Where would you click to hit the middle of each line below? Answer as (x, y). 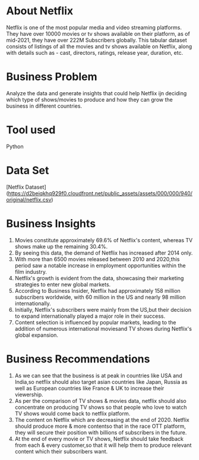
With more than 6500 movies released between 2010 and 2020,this (97, 259)
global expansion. (36, 335)
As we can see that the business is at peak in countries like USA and (98, 375)
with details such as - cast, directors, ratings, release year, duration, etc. (94, 52)
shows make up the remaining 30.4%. (61, 246)
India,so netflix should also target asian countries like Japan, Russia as (101, 381)
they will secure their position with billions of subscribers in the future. (101, 432)
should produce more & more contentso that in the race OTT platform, (100, 426)
